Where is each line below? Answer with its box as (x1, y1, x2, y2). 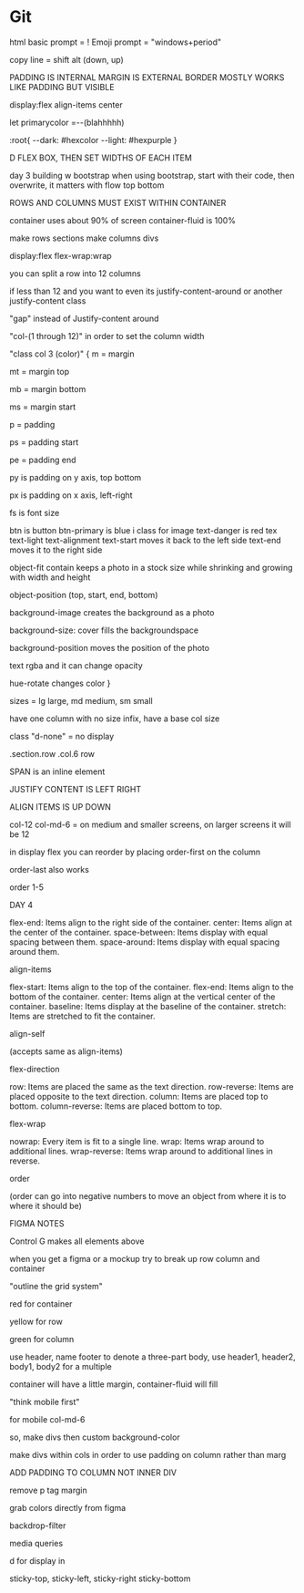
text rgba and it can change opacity (9, 659, 143, 671)
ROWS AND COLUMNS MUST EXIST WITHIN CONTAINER (9, 197, 227, 208)
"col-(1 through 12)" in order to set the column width (9, 330, 205, 341)
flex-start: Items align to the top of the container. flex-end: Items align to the (9, 981, 294, 992)
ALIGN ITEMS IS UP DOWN (9, 801, 112, 812)
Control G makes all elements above (9, 1236, 145, 1246)
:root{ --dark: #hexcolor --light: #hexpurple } (9, 134, 177, 145)
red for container (9, 1298, 73, 1309)
